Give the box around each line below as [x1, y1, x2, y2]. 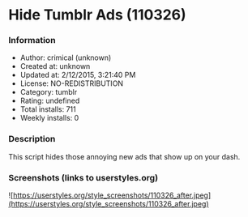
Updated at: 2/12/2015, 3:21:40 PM [19, 70, 136, 80]
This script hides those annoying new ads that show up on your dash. [8, 151, 241, 161]
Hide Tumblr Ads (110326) [8, 6, 186, 24]
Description [8, 134, 56, 145]
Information [8, 35, 56, 46]
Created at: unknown [19, 62, 91, 71]
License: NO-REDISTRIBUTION [19, 79, 124, 88]
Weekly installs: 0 [19, 113, 79, 123]
